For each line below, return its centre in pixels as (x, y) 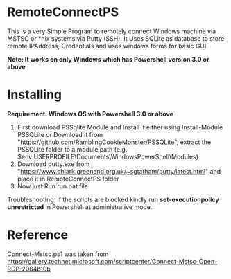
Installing (35, 95)
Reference (37, 235)
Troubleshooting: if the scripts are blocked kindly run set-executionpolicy (113, 199)
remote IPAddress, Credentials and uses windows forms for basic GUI (107, 46)
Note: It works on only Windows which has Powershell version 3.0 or (108, 59)
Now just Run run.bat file (53, 186)
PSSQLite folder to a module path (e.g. (72, 149)
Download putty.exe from (53, 164)
